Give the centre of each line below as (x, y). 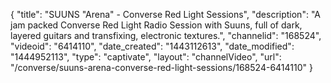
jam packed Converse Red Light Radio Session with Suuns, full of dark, (156, 25)
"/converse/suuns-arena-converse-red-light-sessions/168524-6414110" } (161, 67)
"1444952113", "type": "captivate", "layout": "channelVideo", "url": (146, 57)
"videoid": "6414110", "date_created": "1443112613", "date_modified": (152, 46)
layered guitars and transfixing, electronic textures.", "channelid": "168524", (166, 35)
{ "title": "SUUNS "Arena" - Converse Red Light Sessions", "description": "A (165, 14)
